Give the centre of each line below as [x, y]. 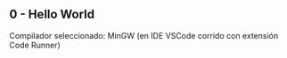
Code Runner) [35, 45]
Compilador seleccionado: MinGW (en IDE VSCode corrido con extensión [144, 35]
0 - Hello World [52, 14]
